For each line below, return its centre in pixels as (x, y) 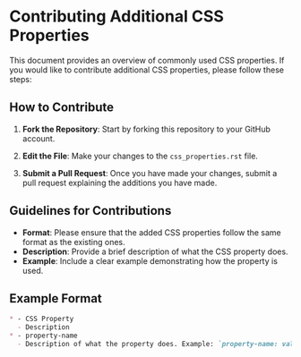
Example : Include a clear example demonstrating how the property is (150, 260)
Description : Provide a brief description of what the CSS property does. (155, 251)
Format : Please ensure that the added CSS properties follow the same (152, 232)
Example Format (56, 298)
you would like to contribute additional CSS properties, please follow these (147, 70)
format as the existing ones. (73, 242)
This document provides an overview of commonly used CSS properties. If (147, 60)
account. (39, 138)
